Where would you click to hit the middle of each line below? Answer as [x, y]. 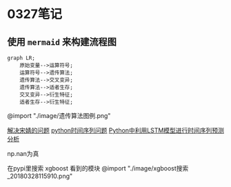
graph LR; [21, 58]
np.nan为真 [23, 154]
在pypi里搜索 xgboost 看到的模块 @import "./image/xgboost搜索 [98, 168]
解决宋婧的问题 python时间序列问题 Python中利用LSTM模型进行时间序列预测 [115, 130]
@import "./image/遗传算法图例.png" [59, 116]
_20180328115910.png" [40, 176]
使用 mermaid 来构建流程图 [62, 42]
